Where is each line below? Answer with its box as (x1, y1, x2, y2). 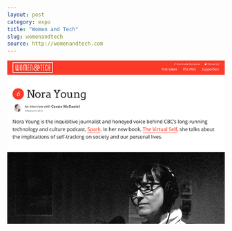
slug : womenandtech (7, 33, 64, 40)
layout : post (7, 11, 45, 18)
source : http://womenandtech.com (7, 40, 104, 48)
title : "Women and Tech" (7, 26, 79, 33)
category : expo (7, 18, 51, 26)
